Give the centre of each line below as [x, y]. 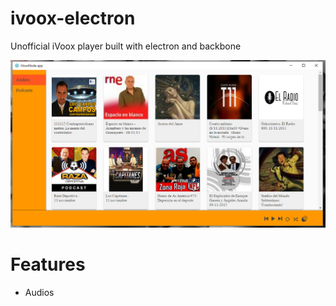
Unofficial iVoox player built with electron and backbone [126, 46]
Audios [39, 293]
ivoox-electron [73, 18]
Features [48, 264]
